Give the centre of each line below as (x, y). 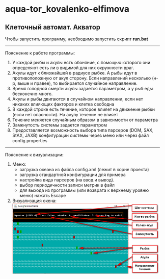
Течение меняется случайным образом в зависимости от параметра (85, 120)
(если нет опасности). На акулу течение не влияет (65, 114)
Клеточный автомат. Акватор (53, 27)
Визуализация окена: (34, 201)
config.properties (30, 140)
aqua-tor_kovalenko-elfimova (67, 9)
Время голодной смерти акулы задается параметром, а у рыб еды (82, 89)
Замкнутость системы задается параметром (59, 125)
